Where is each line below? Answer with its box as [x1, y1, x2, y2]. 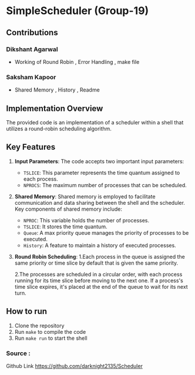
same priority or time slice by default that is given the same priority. [14, 259, 179, 266]
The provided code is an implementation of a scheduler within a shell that [6, 119, 184, 126]
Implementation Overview [6, 103, 103, 113]
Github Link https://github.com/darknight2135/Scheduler [6, 362, 143, 369]
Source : [6, 349, 31, 357]
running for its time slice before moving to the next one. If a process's [14, 277, 183, 284]
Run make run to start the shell [14, 335, 88, 342]
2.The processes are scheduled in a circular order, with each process [14, 271, 183, 278]
